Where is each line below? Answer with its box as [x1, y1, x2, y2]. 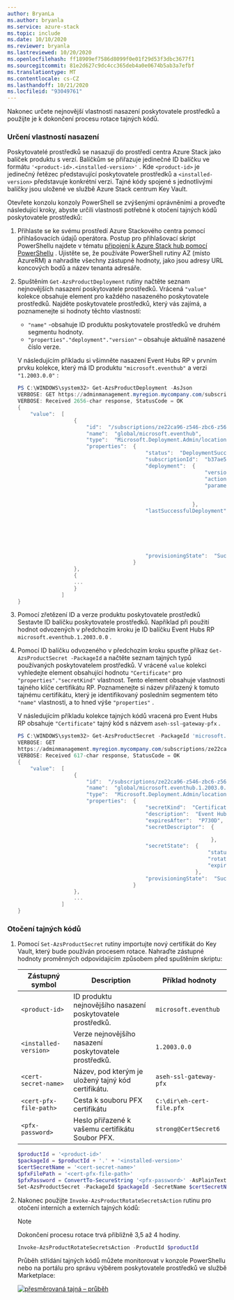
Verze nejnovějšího [72, 1029, 136, 1039]
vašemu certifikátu [72, 1124, 134, 1134]
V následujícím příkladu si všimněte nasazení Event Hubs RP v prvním [17, 357, 217, 365]
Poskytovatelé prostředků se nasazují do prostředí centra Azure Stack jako [7, 148, 221, 156]
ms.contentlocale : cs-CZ [7, 75, 79, 82]
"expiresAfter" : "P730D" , [145, 817, 224, 824]
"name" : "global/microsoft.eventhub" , [86, 430, 202, 437]
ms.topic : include [7, 29, 61, 37]
